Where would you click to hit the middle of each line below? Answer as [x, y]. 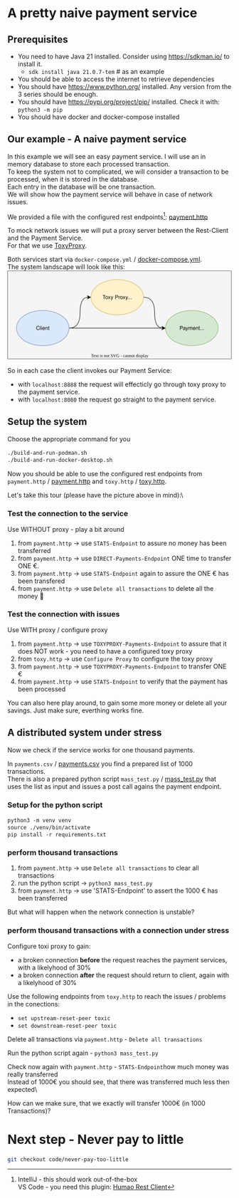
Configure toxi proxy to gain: [49, 946]
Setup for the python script [55, 804]
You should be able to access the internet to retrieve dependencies [116, 79]
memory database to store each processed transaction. [89, 164]
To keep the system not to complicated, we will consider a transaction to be [118, 172]
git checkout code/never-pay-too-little [68, 1159]
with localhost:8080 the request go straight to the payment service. [117, 399]
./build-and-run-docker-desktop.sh [60, 461]
